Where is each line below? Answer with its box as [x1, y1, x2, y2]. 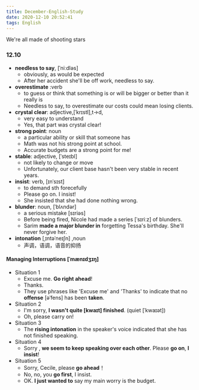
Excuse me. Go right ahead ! [23, 275, 93, 282]
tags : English [6, 20, 42, 26]
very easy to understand [23, 115, 84, 122]
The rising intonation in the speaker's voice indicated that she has [23, 325, 187, 332]
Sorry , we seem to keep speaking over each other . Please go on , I [23, 344, 189, 351]
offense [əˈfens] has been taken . [23, 294, 105, 301]
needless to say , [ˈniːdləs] [14, 64, 78, 71]
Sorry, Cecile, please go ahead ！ [23, 364, 105, 371]
